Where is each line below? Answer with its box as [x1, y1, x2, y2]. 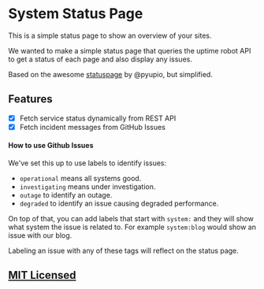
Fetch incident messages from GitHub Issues [19, 122, 165, 132]
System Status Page [8, 5, 143, 23]
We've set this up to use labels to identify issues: [8, 158, 167, 168]
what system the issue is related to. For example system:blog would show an [8, 222, 256, 232]
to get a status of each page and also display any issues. [8, 54, 193, 64]
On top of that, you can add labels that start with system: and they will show [8, 214, 254, 224]
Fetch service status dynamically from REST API [19, 113, 177, 123]
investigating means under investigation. [19, 182, 156, 191]
